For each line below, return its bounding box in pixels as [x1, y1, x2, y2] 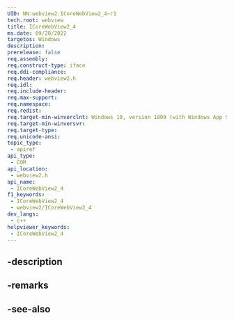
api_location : [7, 165, 49, 173]
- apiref [10, 146, 36, 153]
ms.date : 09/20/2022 [7, 29, 68, 37]
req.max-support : [7, 95, 58, 102]
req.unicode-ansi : [7, 133, 61, 140]
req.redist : [7, 107, 42, 114]
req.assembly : [7, 56, 49, 63]
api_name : [7, 178, 36, 185]
